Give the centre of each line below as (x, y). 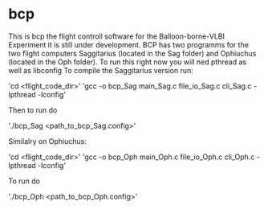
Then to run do (33, 110)
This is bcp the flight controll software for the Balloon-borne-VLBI (117, 36)
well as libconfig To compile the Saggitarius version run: (101, 70)
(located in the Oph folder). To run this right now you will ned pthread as (128, 62)
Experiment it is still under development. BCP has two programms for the (128, 44)
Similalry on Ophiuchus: (47, 141)
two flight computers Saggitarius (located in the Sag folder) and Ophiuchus (132, 53)
